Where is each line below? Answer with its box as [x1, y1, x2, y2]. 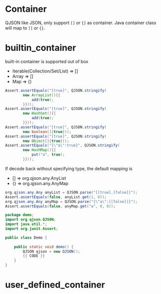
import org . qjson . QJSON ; [5, 217, 56, 222]
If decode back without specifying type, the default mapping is [5, 165, 133, 171]
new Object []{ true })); [23, 138, 69, 143]
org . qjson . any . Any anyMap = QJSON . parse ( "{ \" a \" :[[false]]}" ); [5, 199, 138, 204]
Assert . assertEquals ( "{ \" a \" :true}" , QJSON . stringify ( [5, 143, 120, 148]
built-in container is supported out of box [5, 58, 89, 65]
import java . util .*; [5, 222, 48, 227]
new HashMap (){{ [23, 148, 56, 153]
